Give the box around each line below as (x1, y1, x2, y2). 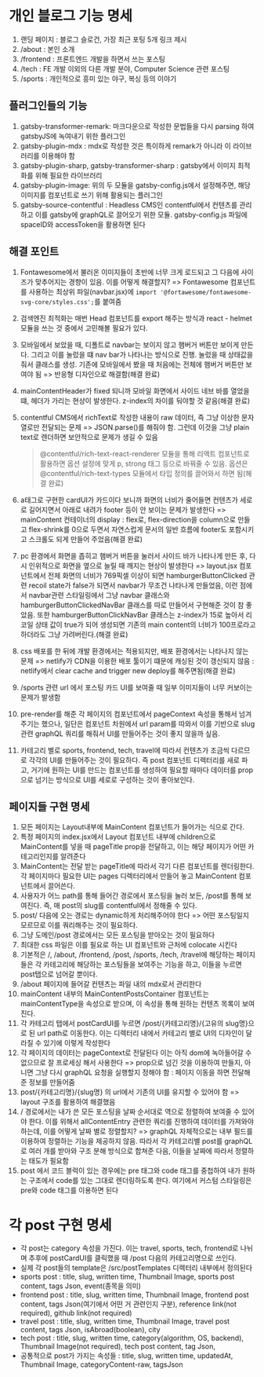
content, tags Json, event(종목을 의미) (20, 1281, 142, 1291)
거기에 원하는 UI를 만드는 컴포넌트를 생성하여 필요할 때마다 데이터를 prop (31, 765, 254, 775)
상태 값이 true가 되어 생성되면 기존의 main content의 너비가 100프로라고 (34, 620, 256, 629)
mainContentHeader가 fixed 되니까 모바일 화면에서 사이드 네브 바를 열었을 (20, 386, 250, 395)
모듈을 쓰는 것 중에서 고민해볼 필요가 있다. (20, 323, 148, 332)
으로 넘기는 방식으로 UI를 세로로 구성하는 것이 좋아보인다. (20, 775, 195, 784)
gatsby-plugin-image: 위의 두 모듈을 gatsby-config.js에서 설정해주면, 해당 (20, 180, 251, 189)
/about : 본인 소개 (20, 44, 75, 53)
